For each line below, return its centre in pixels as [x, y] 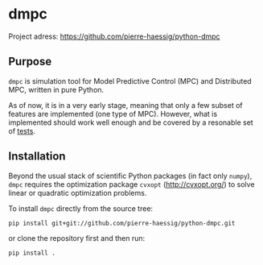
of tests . [22, 130]
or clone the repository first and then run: [77, 238]
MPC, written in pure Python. [56, 89]
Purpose [30, 62]
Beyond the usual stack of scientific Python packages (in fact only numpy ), [130, 176]
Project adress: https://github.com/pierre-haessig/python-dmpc [114, 36]
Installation [37, 157]
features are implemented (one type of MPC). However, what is [113, 114]
